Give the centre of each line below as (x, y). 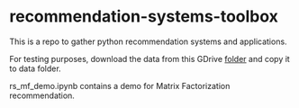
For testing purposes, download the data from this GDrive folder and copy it (149, 58)
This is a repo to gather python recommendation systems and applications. (148, 41)
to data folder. (35, 68)
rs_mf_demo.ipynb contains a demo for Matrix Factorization (120, 85)
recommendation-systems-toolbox (144, 17)
